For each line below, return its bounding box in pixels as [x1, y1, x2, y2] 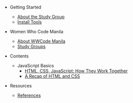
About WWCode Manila [17, 38, 66, 44]
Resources [9, 83, 32, 89]
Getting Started [9, 4, 41, 10]
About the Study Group [17, 14, 65, 19]
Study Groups [17, 44, 46, 49]
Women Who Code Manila [9, 29, 64, 34]
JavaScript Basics [17, 63, 54, 68]
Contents [9, 53, 29, 59]
